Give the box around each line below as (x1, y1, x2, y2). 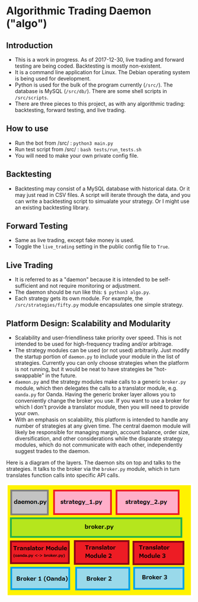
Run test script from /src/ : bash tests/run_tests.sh (14, 145, 142, 152)
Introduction (6, 40, 53, 50)
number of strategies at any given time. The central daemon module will (14, 422, 191, 429)
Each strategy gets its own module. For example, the (14, 295, 143, 302)
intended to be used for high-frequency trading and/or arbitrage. (14, 340, 173, 348)
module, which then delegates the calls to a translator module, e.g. (14, 384, 178, 392)
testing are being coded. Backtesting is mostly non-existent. (14, 62, 162, 69)
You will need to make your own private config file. (14, 152, 139, 159)
